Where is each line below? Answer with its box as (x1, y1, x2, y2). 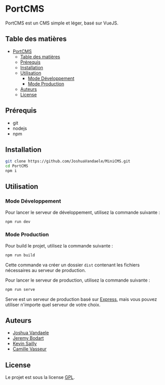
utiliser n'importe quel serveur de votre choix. (5, 301, 101, 308)
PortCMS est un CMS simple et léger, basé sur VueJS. (5, 20, 118, 26)
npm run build (5, 253, 36, 258)
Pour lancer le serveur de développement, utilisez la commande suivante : (5, 209, 160, 215)
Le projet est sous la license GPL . (5, 374, 75, 380)
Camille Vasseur (12, 346, 47, 352)
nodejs (12, 125, 27, 131)
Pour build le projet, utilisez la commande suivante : (5, 242, 113, 249)
